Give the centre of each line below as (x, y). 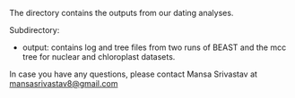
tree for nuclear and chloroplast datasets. (99, 57)
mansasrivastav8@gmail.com (64, 83)
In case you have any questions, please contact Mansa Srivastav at (134, 74)
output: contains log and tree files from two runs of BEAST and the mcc (154, 47)
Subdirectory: (35, 30)
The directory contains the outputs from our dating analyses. (121, 13)
